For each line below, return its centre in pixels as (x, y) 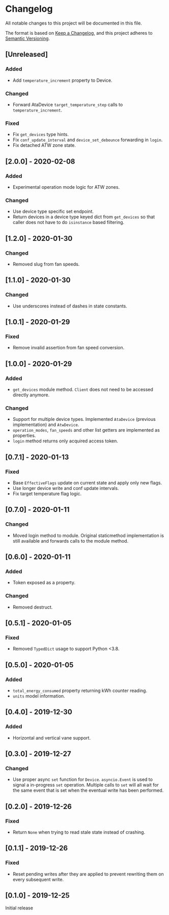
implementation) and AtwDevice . (46, 425)
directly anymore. (31, 395)
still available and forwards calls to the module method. (71, 541)
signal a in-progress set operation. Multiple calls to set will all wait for (86, 785)
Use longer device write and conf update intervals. (66, 488)
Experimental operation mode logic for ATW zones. (66, 187)
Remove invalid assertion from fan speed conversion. (68, 348)
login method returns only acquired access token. (65, 441)
